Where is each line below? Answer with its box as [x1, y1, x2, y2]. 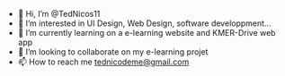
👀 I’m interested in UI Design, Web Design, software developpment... [17, 18, 272, 29]
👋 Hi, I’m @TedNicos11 [17, 9, 101, 19]
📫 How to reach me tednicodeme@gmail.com [17, 56, 190, 67]
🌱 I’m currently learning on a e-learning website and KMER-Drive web [17, 28, 276, 38]
